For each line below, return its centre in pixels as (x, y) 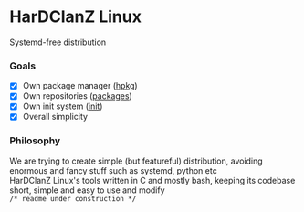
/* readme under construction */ (73, 198)
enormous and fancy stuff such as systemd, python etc (113, 170)
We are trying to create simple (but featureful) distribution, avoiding (136, 161)
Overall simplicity (55, 117)
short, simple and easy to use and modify (88, 190)
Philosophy (35, 141)
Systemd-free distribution (58, 42)
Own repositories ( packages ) (77, 96)
